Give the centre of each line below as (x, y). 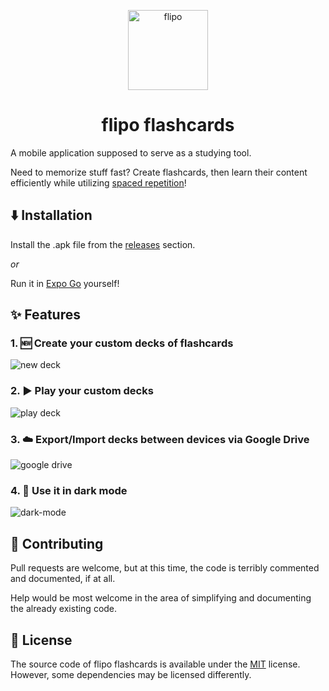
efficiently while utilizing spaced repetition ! (98, 182)
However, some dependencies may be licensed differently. (131, 674)
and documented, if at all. (63, 579)
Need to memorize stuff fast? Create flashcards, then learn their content (159, 172)
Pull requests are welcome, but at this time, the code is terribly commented (165, 568)
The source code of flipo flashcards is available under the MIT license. (155, 664)
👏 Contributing (57, 543)
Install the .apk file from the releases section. (103, 244)
